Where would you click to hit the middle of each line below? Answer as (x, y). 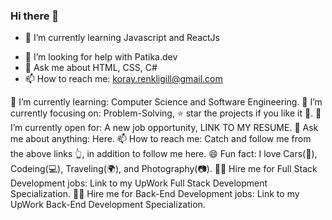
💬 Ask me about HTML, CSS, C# (91, 68)
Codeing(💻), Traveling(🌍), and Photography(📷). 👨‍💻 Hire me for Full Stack (164, 169)
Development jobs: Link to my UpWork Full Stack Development (139, 183)
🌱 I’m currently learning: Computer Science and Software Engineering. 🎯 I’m (166, 102)
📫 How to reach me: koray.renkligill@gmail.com (123, 79)
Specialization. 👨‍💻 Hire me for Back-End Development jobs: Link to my (155, 194)
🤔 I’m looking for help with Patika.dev (101, 57)
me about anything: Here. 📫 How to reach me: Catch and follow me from (161, 139)
